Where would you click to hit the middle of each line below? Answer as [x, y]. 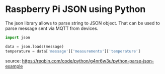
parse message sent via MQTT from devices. [52, 28]
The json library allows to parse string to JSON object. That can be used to [82, 23]
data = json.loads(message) [35, 46]
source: [13, 60]
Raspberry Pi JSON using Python [75, 9]
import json [18, 37]
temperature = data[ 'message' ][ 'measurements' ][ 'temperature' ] [73, 51]
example [14, 66]
